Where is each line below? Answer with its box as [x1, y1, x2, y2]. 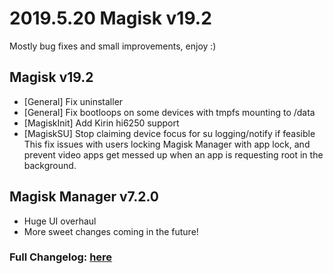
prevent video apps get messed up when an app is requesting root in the [23, 148, 324, 161]
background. [23, 159, 77, 171]
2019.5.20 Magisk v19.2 [9, 7, 212, 30]
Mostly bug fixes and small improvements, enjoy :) [9, 40, 217, 52]
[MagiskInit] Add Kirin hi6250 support [23, 117, 180, 129]
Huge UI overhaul [23, 215, 97, 227]
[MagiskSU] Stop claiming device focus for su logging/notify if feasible [23, 127, 316, 139]
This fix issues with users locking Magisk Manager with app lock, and [23, 138, 311, 150]
